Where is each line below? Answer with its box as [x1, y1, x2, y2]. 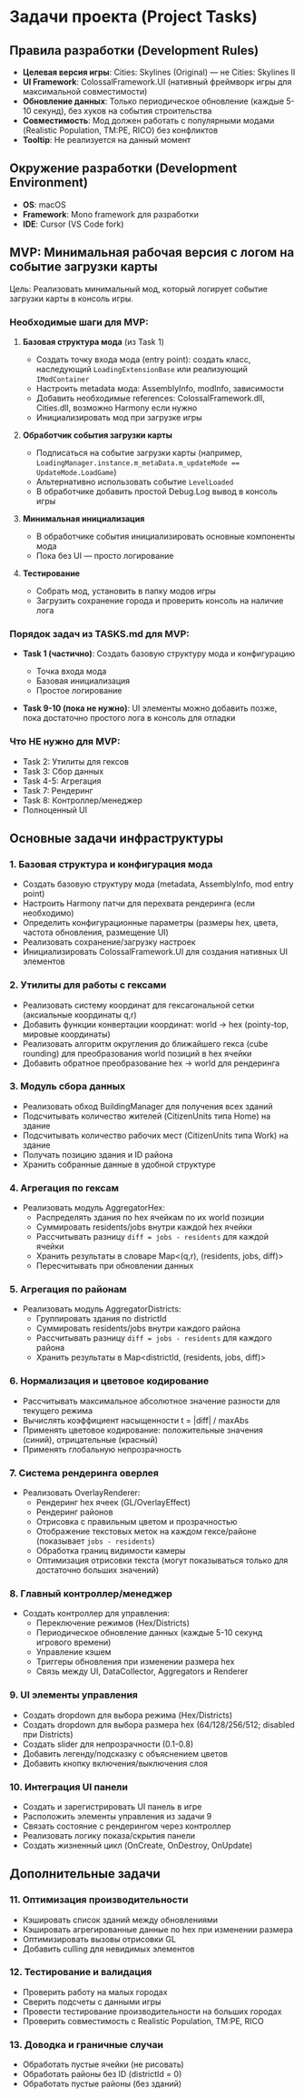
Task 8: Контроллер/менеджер [22, 795, 143, 806]
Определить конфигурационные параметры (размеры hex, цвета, [22, 917, 279, 928]
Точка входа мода [35, 666, 107, 677]
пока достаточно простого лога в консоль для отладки [22, 713, 236, 724]
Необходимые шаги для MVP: [9, 316, 149, 329]
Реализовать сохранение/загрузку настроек [22, 937, 197, 948]
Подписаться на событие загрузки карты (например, [35, 447, 243, 458]
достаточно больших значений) [35, 1564, 160, 1576]
